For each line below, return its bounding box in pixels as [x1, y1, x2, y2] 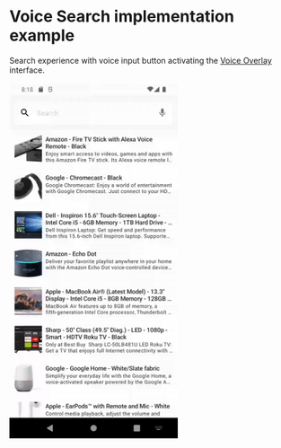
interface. [9, 65, 45, 75]
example [9, 25, 75, 46]
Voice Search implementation [9, 6, 235, 27]
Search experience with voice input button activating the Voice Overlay [9, 55, 272, 66]
